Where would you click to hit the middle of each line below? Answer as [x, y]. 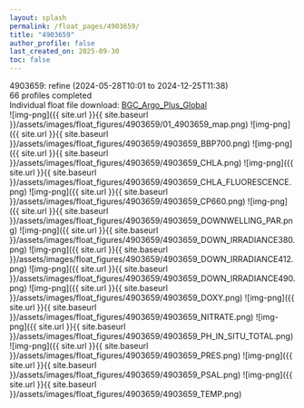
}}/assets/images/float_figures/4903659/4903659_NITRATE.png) [132, 317]
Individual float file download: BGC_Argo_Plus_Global [108, 105]
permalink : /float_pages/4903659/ [75, 26]
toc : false [30, 60]
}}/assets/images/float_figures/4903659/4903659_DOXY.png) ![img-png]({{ [152, 297]
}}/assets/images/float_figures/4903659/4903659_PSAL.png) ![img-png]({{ [151, 374]
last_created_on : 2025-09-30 [64, 52]
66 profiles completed [51, 95]
